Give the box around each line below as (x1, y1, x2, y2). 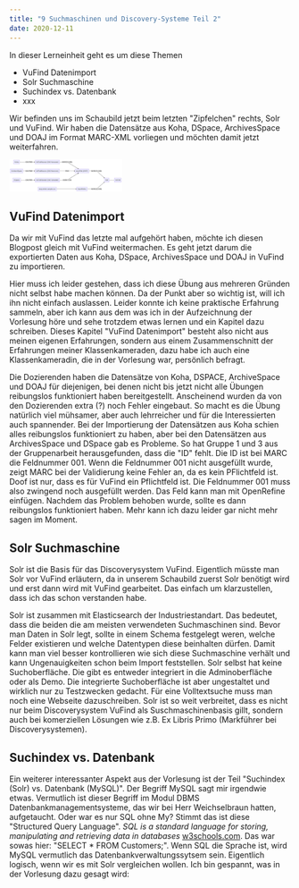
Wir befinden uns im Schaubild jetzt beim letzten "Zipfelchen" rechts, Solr (9, 113, 281, 123)
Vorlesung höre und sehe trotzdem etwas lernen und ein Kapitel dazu (9, 317, 265, 327)
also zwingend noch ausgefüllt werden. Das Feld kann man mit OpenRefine (9, 486, 286, 496)
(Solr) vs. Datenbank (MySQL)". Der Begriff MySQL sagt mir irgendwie (9, 783, 267, 793)
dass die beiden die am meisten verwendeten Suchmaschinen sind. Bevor (9, 620, 281, 630)
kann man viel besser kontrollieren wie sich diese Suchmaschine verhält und (9, 648, 291, 659)
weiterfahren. (9, 141, 59, 152)
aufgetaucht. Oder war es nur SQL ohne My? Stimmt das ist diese (9, 812, 250, 822)
